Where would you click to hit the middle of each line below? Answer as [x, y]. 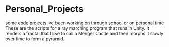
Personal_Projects [44, 9]
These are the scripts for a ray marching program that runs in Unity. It [77, 28]
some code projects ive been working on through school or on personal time [85, 23]
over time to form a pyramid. [35, 39]
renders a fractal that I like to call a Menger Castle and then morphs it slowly [84, 33]
